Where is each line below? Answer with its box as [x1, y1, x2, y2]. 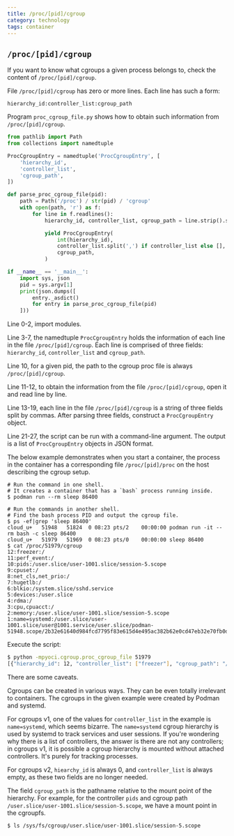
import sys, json [19, 274, 70, 281]
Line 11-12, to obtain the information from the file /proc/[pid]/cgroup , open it [7, 383, 227, 391]
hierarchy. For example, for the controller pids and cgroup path [7, 793, 188, 802]
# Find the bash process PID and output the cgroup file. [7, 512, 179, 519]
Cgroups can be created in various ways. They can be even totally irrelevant [7, 686, 226, 695]
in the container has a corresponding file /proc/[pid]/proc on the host [7, 460, 210, 469]
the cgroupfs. [7, 808, 47, 817]
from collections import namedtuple [7, 140, 114, 147]
